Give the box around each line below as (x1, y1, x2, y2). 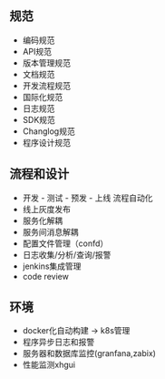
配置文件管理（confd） (22, 238, 109, 249)
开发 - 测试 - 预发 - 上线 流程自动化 (22, 192, 153, 203)
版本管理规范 (22, 57, 71, 68)
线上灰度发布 (22, 203, 71, 214)
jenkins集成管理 (22, 261, 82, 271)
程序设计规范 (22, 137, 71, 148)
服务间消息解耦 (22, 226, 79, 237)
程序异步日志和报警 (22, 336, 95, 348)
